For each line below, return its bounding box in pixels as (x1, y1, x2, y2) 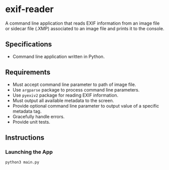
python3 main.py (5, 160, 39, 165)
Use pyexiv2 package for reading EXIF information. (12, 92, 119, 98)
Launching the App (5, 148, 53, 155)
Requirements (5, 68, 50, 76)
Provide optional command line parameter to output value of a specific (12, 103, 159, 109)
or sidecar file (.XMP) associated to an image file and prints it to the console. (5, 25, 164, 31)
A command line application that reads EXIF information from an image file (5, 20, 160, 26)
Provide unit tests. (12, 119, 50, 125)
